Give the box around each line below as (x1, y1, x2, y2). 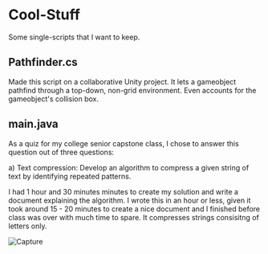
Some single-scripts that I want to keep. (8, 32, 140, 42)
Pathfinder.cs (8, 55, 78, 69)
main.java (8, 117, 59, 131)
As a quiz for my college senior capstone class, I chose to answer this (8, 138, 239, 148)
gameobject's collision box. (8, 94, 99, 104)
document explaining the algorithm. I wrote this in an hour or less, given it (8, 195, 251, 205)
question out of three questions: (8, 147, 115, 157)
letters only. (8, 221, 47, 231)
